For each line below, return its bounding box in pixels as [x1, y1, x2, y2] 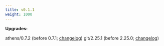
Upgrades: [5, 25, 28, 31]
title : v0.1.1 [5, 7, 35, 12]
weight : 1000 [5, 12, 33, 17]
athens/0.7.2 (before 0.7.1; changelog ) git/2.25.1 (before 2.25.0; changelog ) [5, 35, 159, 41]
